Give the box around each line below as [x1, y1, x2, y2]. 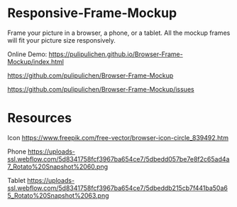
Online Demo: [7, 50, 48, 58]
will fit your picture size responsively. [7, 36, 116, 44]
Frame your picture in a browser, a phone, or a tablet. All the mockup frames [7, 28, 231, 37]
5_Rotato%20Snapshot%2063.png [7, 191, 109, 200]
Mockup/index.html [7, 57, 64, 65]
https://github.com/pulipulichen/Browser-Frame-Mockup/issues [7, 85, 194, 93]
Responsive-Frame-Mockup [7, 5, 177, 21]
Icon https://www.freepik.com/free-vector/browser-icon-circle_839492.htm [7, 133, 229, 142]
